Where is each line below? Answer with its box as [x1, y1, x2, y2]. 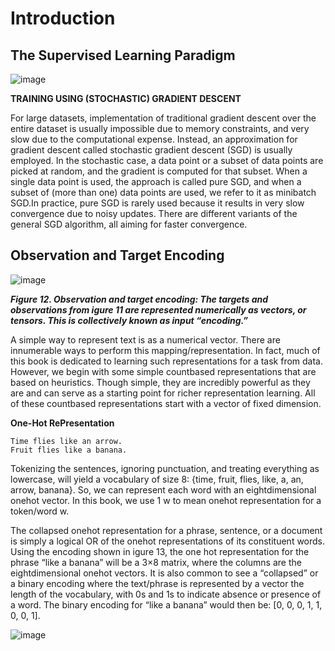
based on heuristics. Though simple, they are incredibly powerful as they [10, 376, 311, 388]
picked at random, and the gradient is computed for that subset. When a [10, 165, 308, 177]
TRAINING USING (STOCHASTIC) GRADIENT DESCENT [10, 93, 242, 104]
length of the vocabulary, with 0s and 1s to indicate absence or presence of [10, 588, 322, 600]
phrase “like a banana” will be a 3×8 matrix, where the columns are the [10, 556, 302, 568]
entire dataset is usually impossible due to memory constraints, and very [10, 123, 310, 134]
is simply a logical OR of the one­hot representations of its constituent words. [10, 535, 326, 547]
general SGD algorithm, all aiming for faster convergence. [10, 218, 248, 230]
